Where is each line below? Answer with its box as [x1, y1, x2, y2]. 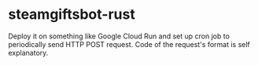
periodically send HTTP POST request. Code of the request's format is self [8, 39, 250, 49]
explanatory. [8, 48, 49, 57]
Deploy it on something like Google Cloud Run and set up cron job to [8, 31, 230, 41]
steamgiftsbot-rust [8, 5, 135, 23]
